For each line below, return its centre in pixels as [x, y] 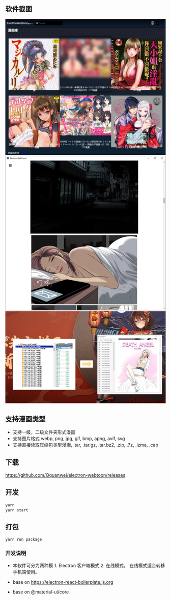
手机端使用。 [26, 571]
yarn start [17, 510]
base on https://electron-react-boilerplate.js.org [63, 582]
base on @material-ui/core [41, 592]
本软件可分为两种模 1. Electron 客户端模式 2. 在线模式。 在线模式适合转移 [89, 565]
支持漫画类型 [25, 419]
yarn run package [24, 540]
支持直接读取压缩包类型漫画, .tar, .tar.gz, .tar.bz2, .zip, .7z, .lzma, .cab [85, 445]
